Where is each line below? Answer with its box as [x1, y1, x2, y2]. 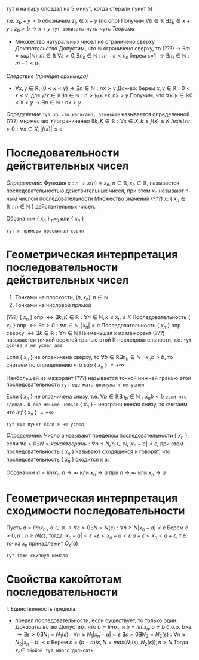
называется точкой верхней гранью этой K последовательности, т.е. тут [6, 336, 192, 343]
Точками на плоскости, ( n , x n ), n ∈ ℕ [14, 294, 109, 302]
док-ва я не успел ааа [6, 343, 63, 349]
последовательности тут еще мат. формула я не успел [6, 381, 145, 388]
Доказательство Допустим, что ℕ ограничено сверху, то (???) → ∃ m [14, 44, 190, 52]
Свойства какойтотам [6, 572, 122, 586]
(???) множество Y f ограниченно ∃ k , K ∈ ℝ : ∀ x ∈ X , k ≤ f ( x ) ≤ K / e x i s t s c [6, 117, 191, 126]
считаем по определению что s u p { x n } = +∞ [6, 361, 124, 370]
